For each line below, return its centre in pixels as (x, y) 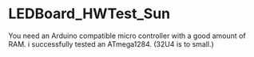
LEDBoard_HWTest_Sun (89, 14)
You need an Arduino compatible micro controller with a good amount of (127, 36)
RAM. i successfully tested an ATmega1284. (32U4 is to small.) (111, 44)
